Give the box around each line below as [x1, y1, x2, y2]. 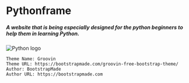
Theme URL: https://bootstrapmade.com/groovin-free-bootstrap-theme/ [6, 61, 179, 67]
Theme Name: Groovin [6, 56, 57, 62]
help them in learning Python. [6, 30, 80, 37]
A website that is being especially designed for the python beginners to [6, 23, 183, 30]
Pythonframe [6, 4, 72, 18]
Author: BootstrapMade [6, 66, 61, 72]
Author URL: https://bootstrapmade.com [6, 71, 103, 77]
